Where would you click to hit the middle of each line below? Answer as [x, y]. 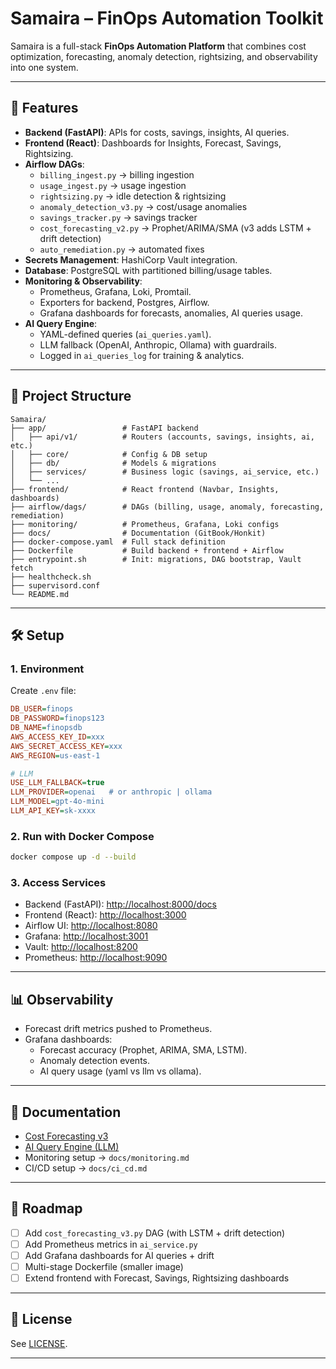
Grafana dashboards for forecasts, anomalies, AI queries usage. [171, 313]
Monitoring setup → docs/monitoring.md [107, 1157]
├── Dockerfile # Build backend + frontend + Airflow [147, 550]
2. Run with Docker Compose [82, 836]
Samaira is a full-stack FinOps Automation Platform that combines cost [158, 46]
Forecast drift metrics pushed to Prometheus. [118, 1029]
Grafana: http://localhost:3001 [86, 936]
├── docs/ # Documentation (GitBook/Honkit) [138, 533]
